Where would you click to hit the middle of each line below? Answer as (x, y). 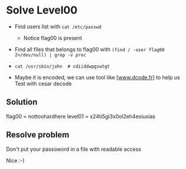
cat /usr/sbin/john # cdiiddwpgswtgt (62, 66)
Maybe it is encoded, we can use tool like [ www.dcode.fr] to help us (97, 77)
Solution (22, 102)
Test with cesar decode (43, 84)
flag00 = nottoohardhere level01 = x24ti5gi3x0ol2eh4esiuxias (81, 116)
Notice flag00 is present (53, 38)
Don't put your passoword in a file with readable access (74, 149)
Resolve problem (38, 135)
